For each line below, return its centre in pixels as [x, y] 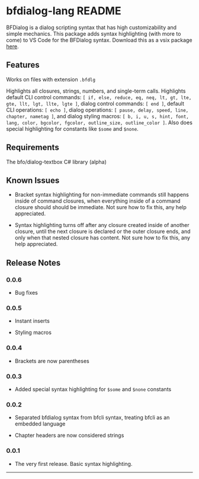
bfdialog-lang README [64, 11]
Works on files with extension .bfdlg [51, 79]
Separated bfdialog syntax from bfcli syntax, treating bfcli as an [92, 418]
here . [12, 46]
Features [23, 65]
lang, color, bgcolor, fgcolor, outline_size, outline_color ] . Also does [99, 122]
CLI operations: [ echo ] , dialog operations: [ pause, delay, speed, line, [97, 110]
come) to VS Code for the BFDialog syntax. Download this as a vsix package [99, 40]
